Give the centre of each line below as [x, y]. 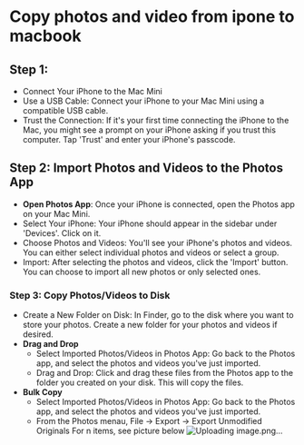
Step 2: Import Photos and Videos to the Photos [147, 168]
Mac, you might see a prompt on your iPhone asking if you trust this [149, 130]
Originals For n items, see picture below [110, 431]
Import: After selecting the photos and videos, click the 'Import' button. [155, 262]
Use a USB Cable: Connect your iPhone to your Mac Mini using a [143, 101]
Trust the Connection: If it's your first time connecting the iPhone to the [156, 120]
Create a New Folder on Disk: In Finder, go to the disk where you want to [158, 315]
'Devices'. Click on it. [62, 232]
